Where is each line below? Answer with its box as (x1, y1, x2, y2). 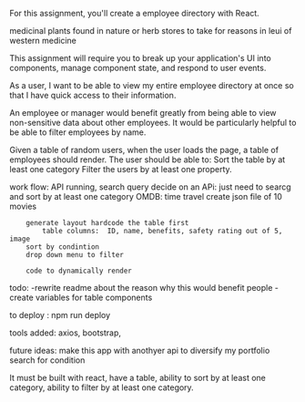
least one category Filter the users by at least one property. (9, 164, 232, 174)
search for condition (9, 355, 86, 366)
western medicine (9, 36, 77, 46)
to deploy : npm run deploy (9, 310, 111, 320)
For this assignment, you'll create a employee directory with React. (9, 8, 259, 18)
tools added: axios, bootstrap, (9, 327, 121, 338)
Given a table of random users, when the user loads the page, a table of (9, 145, 280, 155)
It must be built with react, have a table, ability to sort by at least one (9, 373, 266, 383)
